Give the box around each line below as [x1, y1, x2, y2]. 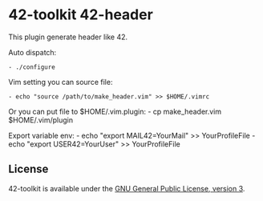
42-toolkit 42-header [8, 6, 154, 24]
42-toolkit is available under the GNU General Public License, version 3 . [8, 183, 245, 193]
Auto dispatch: [8, 47, 57, 57]
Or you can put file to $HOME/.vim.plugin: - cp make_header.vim [8, 107, 222, 116]
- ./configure [8, 62, 56, 71]
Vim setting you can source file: [8, 77, 113, 86]
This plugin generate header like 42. [8, 32, 128, 42]
